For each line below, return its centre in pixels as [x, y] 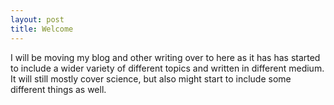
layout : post [37, 19]
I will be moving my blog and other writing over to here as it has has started [165, 57]
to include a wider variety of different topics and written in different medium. [167, 68]
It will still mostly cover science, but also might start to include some [151, 78]
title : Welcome [42, 29]
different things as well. [58, 89]
